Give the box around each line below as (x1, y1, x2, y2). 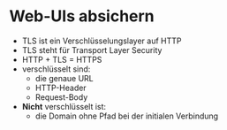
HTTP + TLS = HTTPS (21, 54, 102, 65)
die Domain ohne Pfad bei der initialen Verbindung (34, 111, 219, 121)
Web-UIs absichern (9, 6, 155, 27)
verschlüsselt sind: (21, 64, 91, 74)
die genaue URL (34, 73, 95, 83)
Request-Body (34, 91, 88, 103)
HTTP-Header (34, 82, 87, 93)
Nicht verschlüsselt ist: (21, 101, 107, 111)
